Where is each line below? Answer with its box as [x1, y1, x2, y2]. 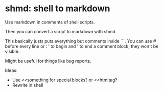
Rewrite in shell [12, 82, 43, 88]
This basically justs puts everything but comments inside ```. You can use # [5, 38, 156, 44]
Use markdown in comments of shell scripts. [5, 19, 95, 25]
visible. [5, 48, 20, 54]
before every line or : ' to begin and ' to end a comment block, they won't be [5, 43, 159, 49]
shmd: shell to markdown [5, 3, 110, 14]
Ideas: [5, 67, 18, 73]
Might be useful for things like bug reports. [5, 58, 92, 64]
